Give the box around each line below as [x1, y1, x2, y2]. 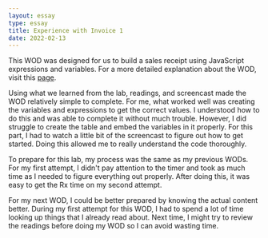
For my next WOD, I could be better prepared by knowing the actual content [8, 196, 258, 205]
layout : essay [8, 11, 56, 20]
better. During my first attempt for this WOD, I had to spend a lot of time [8, 204, 244, 214]
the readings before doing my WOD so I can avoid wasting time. [8, 221, 218, 231]
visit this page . [8, 73, 57, 82]
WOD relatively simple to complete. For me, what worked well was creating [8, 97, 255, 106]
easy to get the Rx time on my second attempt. [8, 180, 162, 190]
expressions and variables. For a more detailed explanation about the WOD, [8, 65, 258, 74]
